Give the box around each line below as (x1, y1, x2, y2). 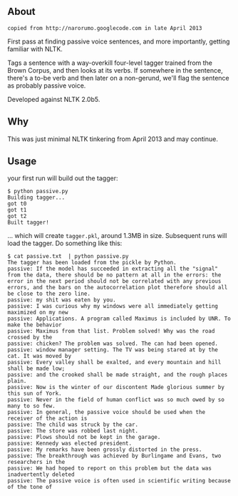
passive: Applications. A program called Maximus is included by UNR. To (7, 315, 232, 323)
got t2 (7, 213, 27, 220)
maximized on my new (7, 309, 69, 316)
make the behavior (7, 321, 62, 329)
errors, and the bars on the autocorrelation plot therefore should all (7, 284, 228, 291)
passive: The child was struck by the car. (7, 421, 139, 428)
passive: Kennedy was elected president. (7, 440, 133, 448)
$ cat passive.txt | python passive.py (7, 253, 130, 260)
